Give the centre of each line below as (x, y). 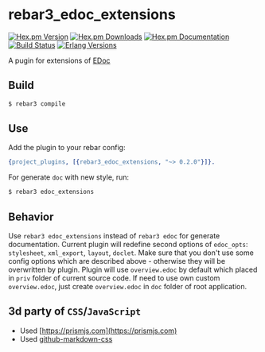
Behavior (31, 217)
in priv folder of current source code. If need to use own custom (114, 278)
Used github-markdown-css (66, 338)
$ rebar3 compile (37, 104)
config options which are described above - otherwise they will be (117, 261)
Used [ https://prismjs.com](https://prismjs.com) (98, 331)
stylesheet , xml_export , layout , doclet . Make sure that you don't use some (131, 253)
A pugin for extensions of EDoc (59, 60)
